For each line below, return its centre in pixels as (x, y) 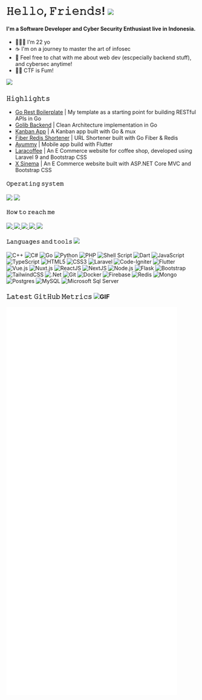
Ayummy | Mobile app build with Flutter (64, 144)
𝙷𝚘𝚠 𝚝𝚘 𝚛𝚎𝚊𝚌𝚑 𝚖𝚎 (31, 212)
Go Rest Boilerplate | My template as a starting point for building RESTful (106, 112)
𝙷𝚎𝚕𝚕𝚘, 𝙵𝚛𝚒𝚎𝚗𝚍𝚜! (56, 11)
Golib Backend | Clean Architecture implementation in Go (86, 125)
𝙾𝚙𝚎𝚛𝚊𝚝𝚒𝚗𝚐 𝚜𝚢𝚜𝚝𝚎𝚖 (35, 184)
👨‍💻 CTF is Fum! (34, 70)
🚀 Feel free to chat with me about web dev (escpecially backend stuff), (103, 58)
